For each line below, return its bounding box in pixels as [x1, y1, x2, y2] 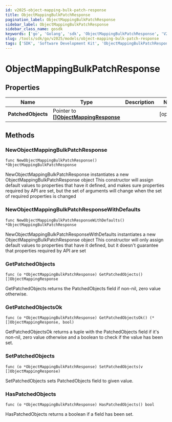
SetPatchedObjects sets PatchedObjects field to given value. [5, 377, 134, 384]
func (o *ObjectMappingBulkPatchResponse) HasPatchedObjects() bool [5, 402, 155, 407]
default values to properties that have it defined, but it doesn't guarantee [5, 242, 159, 248]
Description [125, 98, 155, 106]
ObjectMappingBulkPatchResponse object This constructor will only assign [5, 236, 164, 243]
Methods [5, 131, 35, 140]
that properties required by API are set [5, 247, 86, 254]
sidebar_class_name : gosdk [5, 27, 63, 32]
